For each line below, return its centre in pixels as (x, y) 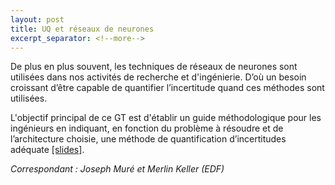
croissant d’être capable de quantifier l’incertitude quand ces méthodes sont (167, 88)
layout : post (37, 19)
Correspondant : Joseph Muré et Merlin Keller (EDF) (117, 169)
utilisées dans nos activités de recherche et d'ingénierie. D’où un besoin (158, 77)
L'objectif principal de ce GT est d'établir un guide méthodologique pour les (166, 118)
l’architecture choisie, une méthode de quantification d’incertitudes (148, 139)
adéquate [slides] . (47, 150)
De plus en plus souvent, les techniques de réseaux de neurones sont (154, 67)
